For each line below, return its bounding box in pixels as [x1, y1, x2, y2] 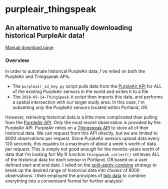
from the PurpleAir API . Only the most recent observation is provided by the [5, 119, 161, 125]
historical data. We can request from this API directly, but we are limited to [5, 130, 158, 136]
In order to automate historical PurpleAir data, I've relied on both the [5, 68, 145, 74]
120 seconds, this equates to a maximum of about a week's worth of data [5, 141, 156, 147]
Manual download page [5, 44, 54, 50]
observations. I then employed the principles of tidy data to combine [5, 172, 146, 178]
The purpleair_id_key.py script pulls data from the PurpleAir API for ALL [12, 83, 162, 89]
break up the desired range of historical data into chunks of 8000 [5, 167, 140, 173]
